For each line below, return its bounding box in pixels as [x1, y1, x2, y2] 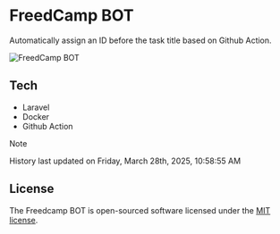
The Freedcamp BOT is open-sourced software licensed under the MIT [9, 205, 271, 215]
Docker [21, 111, 50, 121]
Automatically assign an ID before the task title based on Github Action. [9, 35, 272, 46]
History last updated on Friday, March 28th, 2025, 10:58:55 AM [9, 155, 242, 166]
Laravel [21, 102, 50, 113]
